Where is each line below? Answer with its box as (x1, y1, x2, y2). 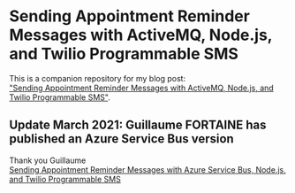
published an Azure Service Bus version (9, 131, 234, 147)
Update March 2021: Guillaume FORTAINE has (9, 118, 267, 133)
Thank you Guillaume (9, 155, 87, 166)
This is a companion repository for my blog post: (9, 73, 186, 83)
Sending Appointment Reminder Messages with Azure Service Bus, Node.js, (9, 164, 286, 174)
